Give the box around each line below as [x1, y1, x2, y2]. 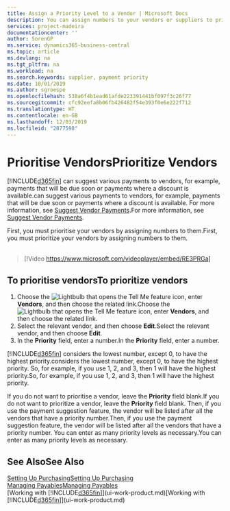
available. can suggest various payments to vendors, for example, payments [7, 191, 220, 200]
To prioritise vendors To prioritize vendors [7, 274, 188, 286]
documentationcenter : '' [7, 29, 78, 36]
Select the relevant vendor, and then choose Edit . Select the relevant [16, 322, 210, 330]
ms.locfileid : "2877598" [7, 125, 78, 132]
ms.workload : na [7, 67, 53, 74]
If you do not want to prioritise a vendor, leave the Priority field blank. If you [7, 392, 220, 401]
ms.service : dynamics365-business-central [7, 42, 130, 49]
